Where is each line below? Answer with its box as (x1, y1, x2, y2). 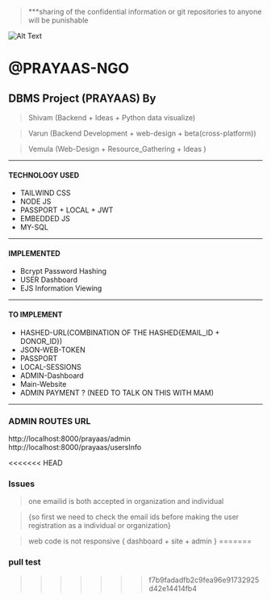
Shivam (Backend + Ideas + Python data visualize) (27, 113, 196, 122)
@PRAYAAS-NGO (8, 60, 130, 78)
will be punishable (27, 15, 89, 25)
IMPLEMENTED (8, 248, 60, 258)
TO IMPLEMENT (8, 310, 63, 319)
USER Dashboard (19, 275, 78, 285)
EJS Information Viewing (19, 283, 102, 293)
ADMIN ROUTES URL (8, 415, 91, 426)
